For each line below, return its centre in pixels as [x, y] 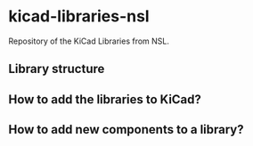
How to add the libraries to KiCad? [105, 99]
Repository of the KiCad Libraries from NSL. [89, 41]
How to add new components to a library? [126, 130]
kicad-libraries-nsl [79, 16]
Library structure [57, 69]
